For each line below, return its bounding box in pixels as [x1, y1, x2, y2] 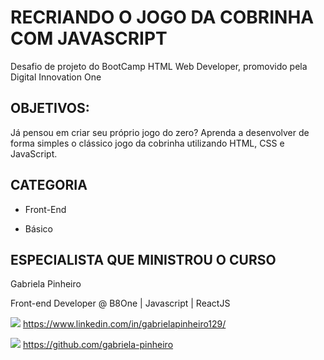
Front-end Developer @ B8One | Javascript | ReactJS [10, 297, 231, 310]
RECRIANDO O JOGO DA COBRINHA [10, 6, 315, 29]
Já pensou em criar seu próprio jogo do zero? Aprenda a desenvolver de [10, 126, 310, 138]
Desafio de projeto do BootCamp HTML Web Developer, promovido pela [10, 60, 308, 72]
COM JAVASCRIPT [10, 27, 168, 50]
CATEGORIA [10, 177, 88, 194]
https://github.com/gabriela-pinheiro [22, 339, 174, 351]
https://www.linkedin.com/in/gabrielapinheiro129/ [22, 318, 227, 330]
